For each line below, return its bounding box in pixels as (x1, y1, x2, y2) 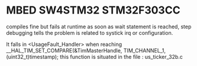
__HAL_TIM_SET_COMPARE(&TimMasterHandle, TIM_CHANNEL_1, (6, 47, 166, 54)
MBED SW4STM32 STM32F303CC (6, 4, 180, 17)
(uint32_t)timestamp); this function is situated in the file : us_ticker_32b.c (6, 53, 183, 60)
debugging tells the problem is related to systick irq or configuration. (6, 29, 173, 36)
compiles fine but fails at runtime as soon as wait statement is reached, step (6, 23, 192, 30)
